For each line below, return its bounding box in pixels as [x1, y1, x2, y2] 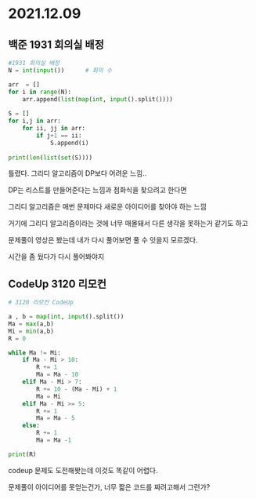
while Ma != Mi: [8, 348, 61, 357]
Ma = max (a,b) [8, 319, 55, 328]
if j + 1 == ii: [36, 131, 82, 140]
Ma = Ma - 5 [36, 414, 76, 422]
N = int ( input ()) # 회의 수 [8, 66, 112, 75]
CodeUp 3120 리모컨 [8, 277, 107, 290]
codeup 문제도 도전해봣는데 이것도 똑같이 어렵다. [8, 465, 158, 475]
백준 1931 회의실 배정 [8, 38, 104, 51]
